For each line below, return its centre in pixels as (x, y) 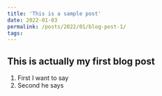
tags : (15, 33)
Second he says (40, 86)
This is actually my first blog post (81, 61)
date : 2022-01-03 (32, 20)
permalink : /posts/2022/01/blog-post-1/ (67, 26)
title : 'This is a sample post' (54, 14)
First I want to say (43, 78)
